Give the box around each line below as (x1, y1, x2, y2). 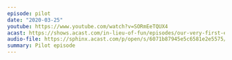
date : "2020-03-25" (7, 17, 64, 23)
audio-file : (7, 36, 41, 43)
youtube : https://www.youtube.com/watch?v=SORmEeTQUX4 (7, 23, 168, 30)
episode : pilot (7, 10, 51, 17)
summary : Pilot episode (7, 42, 76, 49)
